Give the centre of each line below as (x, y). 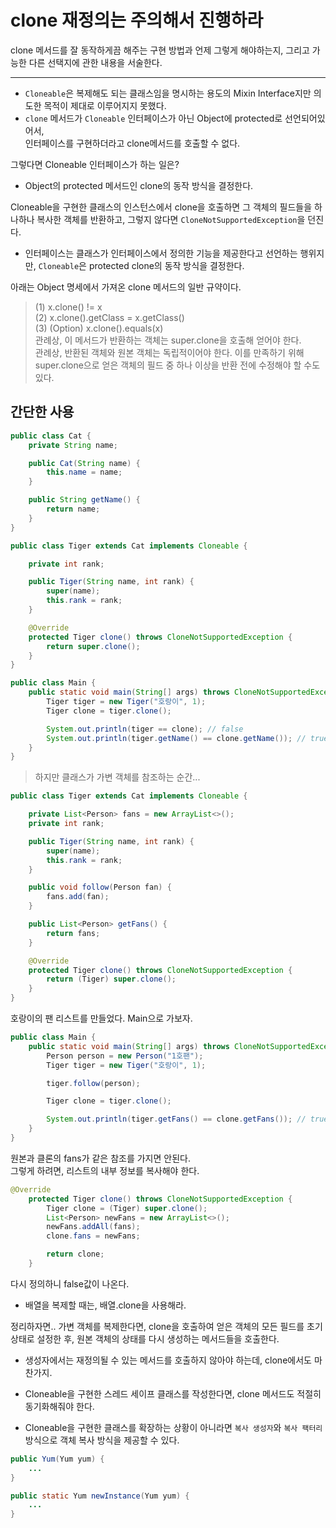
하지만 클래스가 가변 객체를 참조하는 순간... (117, 777)
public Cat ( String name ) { (84, 463)
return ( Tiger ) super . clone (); (111, 979)
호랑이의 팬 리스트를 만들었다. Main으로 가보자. (101, 1018)
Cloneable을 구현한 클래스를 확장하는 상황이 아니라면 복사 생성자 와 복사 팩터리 (173, 1427)
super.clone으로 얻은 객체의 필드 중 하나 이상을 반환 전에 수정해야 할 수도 (177, 365)
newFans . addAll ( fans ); (93, 1227)
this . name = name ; (84, 472)
